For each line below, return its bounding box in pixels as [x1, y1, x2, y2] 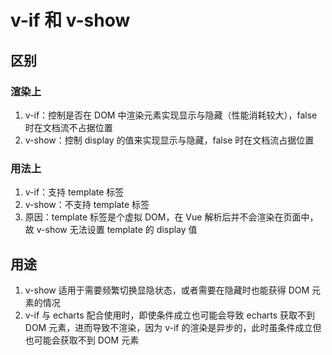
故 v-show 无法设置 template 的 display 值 [24, 224, 198, 236]
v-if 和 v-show [10, 9, 131, 32]
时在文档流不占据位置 [24, 121, 113, 133]
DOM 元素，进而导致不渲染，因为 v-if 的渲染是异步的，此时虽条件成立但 [24, 321, 322, 333]
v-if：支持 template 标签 [24, 186, 125, 198]
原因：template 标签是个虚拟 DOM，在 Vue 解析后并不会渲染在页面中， [24, 211, 319, 223]
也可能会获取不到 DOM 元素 [24, 334, 140, 346]
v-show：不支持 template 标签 [24, 199, 150, 211]
